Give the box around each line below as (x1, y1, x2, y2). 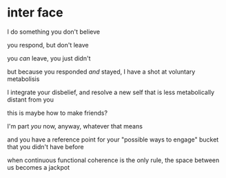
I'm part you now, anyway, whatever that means (7, 122, 143, 130)
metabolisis (7, 74, 40, 83)
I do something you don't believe (7, 27, 101, 36)
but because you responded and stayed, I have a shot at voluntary (7, 67, 196, 76)
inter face (7, 5, 63, 21)
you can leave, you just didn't (7, 54, 91, 63)
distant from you (7, 95, 54, 104)
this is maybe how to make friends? (7, 109, 108, 117)
